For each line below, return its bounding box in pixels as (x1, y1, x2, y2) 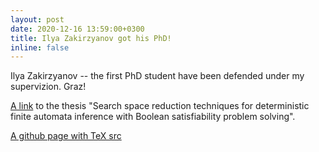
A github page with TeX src (10, 130, 122, 142)
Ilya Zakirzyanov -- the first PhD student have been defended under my (10, 70, 305, 82)
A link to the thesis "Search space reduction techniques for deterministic (10, 100, 310, 112)
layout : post (10, 14, 65, 25)
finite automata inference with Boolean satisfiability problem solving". (10, 111, 296, 123)
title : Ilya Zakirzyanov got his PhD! (10, 33, 172, 43)
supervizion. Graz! (10, 81, 87, 93)
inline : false (10, 42, 70, 53)
